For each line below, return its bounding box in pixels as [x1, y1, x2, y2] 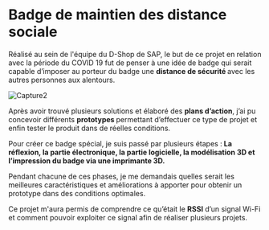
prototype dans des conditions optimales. [8, 188, 146, 198]
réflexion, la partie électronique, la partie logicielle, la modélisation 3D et [8, 147, 255, 157]
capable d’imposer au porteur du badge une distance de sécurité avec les [8, 66, 255, 76]
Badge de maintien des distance [8, 6, 227, 24]
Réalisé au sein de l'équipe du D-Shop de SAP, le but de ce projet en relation [8, 49, 262, 59]
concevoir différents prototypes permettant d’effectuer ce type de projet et [8, 114, 258, 124]
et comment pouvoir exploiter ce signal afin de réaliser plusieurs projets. [8, 212, 247, 222]
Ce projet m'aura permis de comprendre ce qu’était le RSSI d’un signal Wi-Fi [8, 203, 261, 214]
